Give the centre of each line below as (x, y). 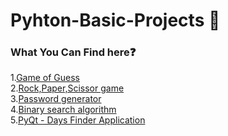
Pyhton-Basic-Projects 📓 (115, 20)
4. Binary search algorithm (63, 110)
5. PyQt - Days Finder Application (78, 120)
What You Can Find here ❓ (73, 52)
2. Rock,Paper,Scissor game (67, 88)
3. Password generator (56, 99)
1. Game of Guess (45, 78)
